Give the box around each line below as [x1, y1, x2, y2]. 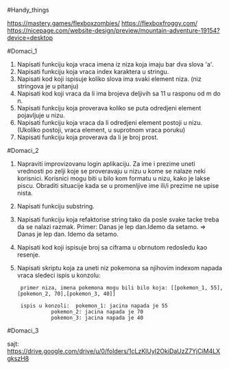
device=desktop [7, 34, 53, 42]
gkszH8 [7, 355, 29, 362]
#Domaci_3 [7, 326, 39, 335]
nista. [16, 189, 33, 197]
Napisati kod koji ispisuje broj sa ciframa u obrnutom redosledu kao [16, 243, 208, 251]
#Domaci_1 [7, 47, 38, 55]
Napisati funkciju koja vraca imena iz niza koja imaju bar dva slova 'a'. [16, 60, 214, 68]
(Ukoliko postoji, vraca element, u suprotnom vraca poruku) [16, 126, 186, 134]
